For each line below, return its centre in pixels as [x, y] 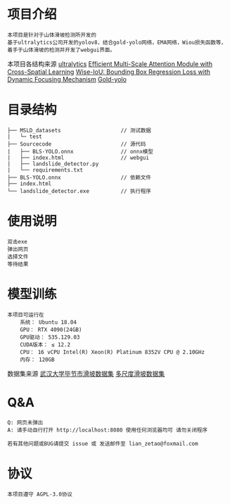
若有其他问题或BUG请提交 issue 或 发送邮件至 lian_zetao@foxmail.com [103, 443]
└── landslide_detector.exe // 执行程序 [79, 191]
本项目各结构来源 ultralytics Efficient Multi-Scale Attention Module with [110, 63]
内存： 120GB [37, 360]
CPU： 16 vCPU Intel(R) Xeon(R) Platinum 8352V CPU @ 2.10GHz [113, 352]
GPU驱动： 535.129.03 [50, 337]
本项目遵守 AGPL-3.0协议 [40, 494]
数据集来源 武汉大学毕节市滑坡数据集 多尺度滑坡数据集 [86, 373]
